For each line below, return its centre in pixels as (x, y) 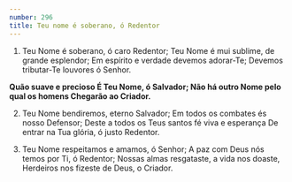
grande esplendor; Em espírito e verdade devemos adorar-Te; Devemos (152, 60)
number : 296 (31, 17)
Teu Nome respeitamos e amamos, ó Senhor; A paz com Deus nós (143, 149)
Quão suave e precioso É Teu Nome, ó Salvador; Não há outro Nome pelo (145, 87)
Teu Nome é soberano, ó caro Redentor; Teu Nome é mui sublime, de (148, 50)
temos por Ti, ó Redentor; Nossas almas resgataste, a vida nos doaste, (151, 158)
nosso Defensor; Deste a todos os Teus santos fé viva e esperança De (150, 122)
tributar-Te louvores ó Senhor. (77, 69)
